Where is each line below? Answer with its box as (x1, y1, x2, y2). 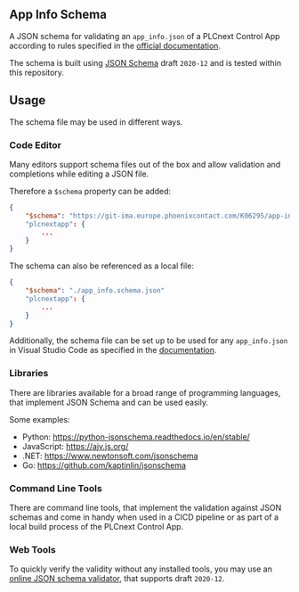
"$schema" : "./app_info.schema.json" (25, 286, 166, 295)
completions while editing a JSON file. (9, 169, 149, 179)
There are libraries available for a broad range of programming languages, (9, 387, 281, 398)
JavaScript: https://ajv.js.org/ (21, 440, 129, 451)
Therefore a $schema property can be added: (9, 185, 172, 196)
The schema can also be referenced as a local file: (9, 260, 194, 271)
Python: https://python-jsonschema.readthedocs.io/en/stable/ (21, 432, 251, 442)
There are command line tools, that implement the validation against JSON (9, 503, 282, 514)
